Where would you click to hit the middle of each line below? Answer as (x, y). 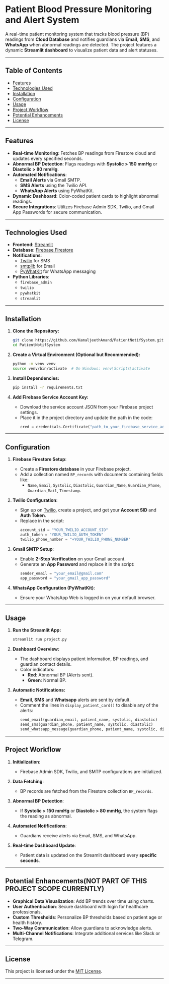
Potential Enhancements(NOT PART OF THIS (76, 881)
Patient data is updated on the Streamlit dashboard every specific (88, 855)
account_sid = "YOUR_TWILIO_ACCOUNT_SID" (64, 530)
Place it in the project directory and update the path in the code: (86, 418)
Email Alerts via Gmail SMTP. (51, 180)
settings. (29, 412)
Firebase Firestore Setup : (39, 459)
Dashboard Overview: (36, 649)
